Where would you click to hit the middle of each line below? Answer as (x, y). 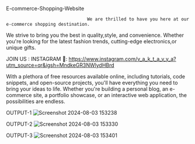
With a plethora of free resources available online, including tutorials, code (96, 76)
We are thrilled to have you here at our (138, 19)
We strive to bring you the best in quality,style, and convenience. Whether (95, 35)
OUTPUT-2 (20, 124)
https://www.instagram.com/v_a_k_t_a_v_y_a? (122, 59)
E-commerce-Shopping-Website (45, 8)
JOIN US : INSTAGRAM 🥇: (37, 59)
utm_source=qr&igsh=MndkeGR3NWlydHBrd (60, 65)
